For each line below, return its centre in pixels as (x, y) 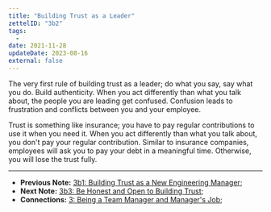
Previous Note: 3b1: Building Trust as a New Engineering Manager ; (131, 182)
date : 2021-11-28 (38, 46)
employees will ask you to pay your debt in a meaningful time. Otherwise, (130, 151)
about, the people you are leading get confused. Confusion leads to (121, 101)
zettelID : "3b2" (35, 23)
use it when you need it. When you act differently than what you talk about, (133, 133)
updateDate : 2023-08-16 (48, 53)
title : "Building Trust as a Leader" (72, 16)
